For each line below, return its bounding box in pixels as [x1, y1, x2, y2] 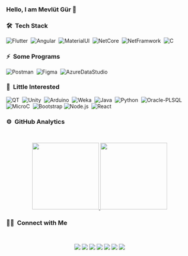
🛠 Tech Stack [6, 21, 49, 30]
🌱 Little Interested [6, 83, 60, 91]
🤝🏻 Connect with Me [6, 219, 68, 227]
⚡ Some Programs [6, 53, 60, 61]
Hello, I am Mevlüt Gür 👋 [6, 5, 77, 14]
